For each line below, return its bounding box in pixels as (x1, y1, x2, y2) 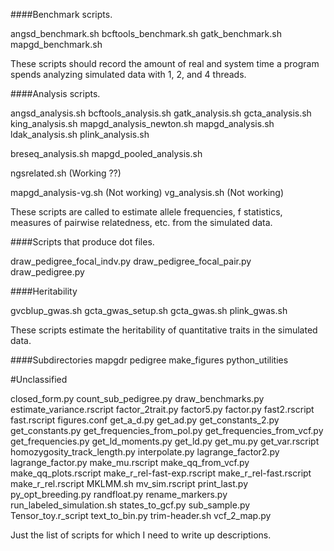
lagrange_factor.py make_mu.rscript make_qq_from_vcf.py (10, 457, 250, 468)
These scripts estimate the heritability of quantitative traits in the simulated (10, 324, 318, 336)
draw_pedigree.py (10, 266, 85, 278)
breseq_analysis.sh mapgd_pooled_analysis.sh (10, 148, 203, 159)
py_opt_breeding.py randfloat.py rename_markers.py (10, 489, 228, 500)
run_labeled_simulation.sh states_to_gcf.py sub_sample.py (10, 499, 251, 511)
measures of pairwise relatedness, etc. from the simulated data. (10, 217, 273, 228)
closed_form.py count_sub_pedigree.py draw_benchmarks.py (10, 393, 265, 404)
